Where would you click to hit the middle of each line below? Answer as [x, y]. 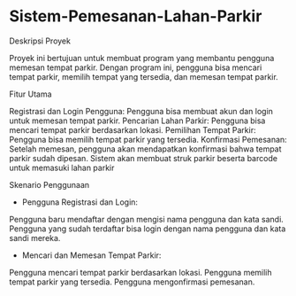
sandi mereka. [35, 238]
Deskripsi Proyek [40, 41]
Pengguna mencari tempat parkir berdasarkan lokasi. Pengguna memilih [140, 272]
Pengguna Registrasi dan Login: [80, 202]
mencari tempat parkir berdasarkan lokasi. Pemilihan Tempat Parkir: [133, 129]
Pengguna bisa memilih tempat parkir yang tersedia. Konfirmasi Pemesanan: [148, 139]
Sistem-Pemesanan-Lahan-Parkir [136, 16]
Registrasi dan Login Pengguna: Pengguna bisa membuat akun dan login [141, 111]
